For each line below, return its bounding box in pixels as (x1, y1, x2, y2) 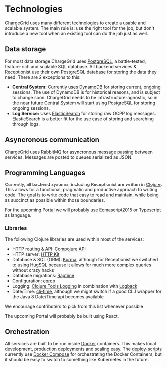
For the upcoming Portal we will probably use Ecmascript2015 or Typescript (5, 207, 161, 213)
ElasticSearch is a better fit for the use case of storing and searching (12, 116, 154, 122)
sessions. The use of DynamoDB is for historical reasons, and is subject (12, 89, 160, 95)
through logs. (12, 121, 40, 127)
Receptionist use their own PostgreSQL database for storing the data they (5, 69, 157, 75)
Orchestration (5, 328, 50, 336)
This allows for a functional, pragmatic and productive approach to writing (5, 187, 158, 193)
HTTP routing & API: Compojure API (12, 246, 86, 252)
